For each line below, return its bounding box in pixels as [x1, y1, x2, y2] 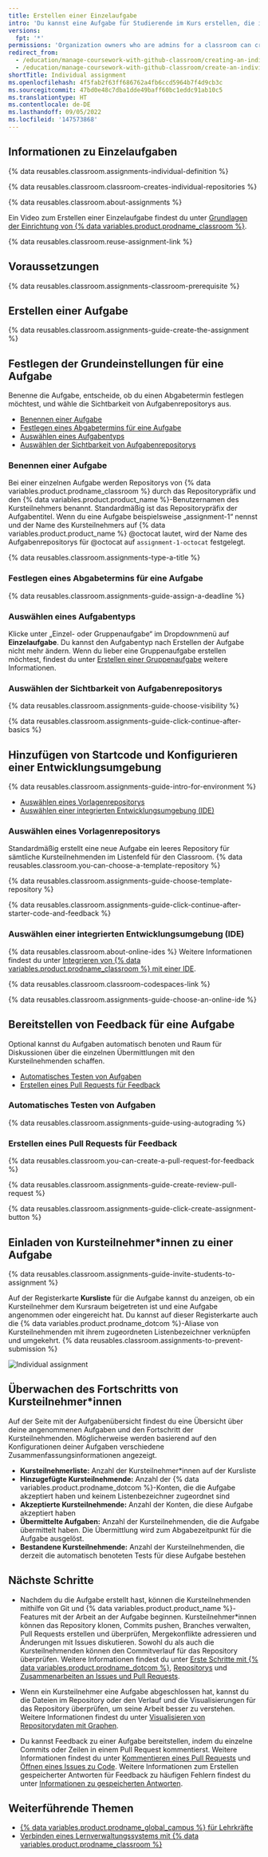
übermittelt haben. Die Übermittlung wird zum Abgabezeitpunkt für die [19, 1525, 252, 1534]
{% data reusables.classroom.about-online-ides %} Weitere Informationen [8, 947, 253, 956]
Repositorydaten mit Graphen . [19, 1720, 119, 1730]
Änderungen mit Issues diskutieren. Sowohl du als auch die [19, 1637, 215, 1647]
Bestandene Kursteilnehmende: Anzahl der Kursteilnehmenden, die [19, 1542, 245, 1551]
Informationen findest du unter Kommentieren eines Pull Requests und [19, 1753, 251, 1763]
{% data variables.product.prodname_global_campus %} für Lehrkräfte [19, 1823, 254, 1832]
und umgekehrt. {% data [8, 1335, 89, 1345]
